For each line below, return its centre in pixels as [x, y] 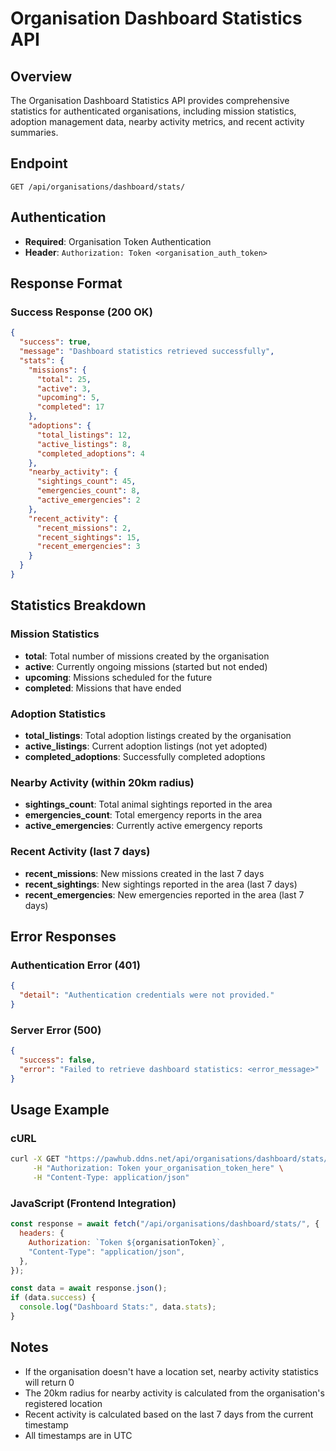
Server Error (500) [56, 1030]
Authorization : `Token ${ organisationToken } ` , [127, 1242]
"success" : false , [58, 1060]
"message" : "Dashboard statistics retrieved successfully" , [147, 352]
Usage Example [60, 1110]
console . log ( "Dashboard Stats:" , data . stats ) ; [118, 1307]
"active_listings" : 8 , [84, 444]
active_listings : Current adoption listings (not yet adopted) [146, 746]
